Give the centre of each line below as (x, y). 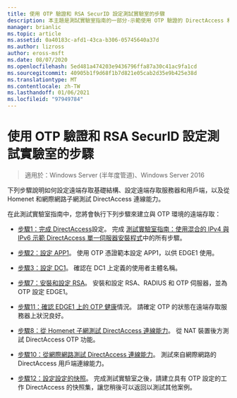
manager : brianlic (34, 27)
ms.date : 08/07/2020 (38, 60)
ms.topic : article (34, 34)
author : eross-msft (36, 54)
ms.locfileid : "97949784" (45, 100)
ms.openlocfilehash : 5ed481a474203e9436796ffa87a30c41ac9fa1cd (102, 66)
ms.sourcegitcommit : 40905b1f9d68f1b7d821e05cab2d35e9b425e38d (102, 73)
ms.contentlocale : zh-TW (44, 86)
